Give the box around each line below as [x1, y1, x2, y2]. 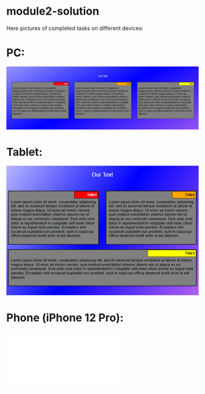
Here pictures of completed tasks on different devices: [6, 24, 143, 32]
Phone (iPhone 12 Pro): [6, 310, 124, 324]
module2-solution [6, 4, 99, 18]
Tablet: [6, 145, 43, 159]
